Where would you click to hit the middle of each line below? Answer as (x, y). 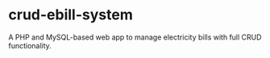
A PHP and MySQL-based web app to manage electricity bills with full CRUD (135, 37)
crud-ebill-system (71, 15)
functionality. (30, 45)
